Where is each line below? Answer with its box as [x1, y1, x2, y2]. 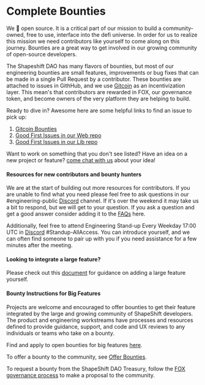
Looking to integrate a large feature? [6, 255, 101, 263]
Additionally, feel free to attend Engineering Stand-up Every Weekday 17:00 [6, 222, 196, 230]
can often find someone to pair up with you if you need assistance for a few [6, 235, 197, 242]
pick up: [6, 113, 27, 121]
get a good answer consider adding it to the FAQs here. [6, 210, 146, 218]
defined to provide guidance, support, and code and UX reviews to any [6, 323, 185, 330]
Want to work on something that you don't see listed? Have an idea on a [6, 150, 188, 157]
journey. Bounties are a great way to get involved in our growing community [6, 44, 198, 51]
